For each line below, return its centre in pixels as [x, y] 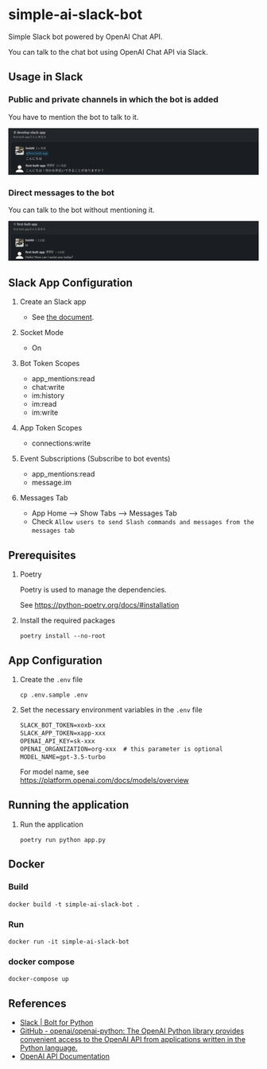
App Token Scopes [51, 428]
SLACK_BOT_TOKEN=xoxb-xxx [62, 726]
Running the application [69, 805]
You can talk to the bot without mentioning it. [81, 210]
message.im [52, 483]
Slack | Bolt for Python [56, 1023]
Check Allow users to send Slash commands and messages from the [143, 522]
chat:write [48, 388]
